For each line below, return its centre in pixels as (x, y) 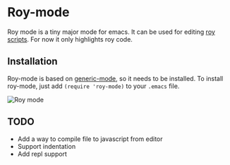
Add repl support (42, 154)
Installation (32, 62)
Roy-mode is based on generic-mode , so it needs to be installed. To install (115, 78)
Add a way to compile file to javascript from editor (90, 139)
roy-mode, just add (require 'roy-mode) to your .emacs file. (93, 86)
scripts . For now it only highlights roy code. (70, 39)
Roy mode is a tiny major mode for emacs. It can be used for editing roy (111, 32)
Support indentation (47, 146)
